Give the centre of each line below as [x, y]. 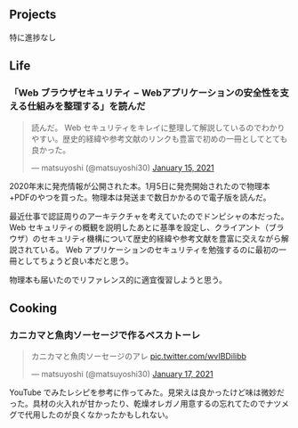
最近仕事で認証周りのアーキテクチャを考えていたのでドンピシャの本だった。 [149, 216]
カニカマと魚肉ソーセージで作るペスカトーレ [105, 335]
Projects [33, 15]
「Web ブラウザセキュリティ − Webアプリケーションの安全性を [145, 93]
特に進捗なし [32, 37]
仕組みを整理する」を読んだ [86, 106]
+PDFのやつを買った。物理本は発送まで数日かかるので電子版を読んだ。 [140, 197]
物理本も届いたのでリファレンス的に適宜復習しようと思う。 [118, 279]
